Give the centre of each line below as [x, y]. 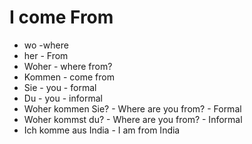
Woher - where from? [68, 66]
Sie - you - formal [60, 87]
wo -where [46, 45]
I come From [61, 17]
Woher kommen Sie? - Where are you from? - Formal [132, 108]
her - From [46, 55]
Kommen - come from [69, 77]
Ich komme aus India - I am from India [102, 130]
